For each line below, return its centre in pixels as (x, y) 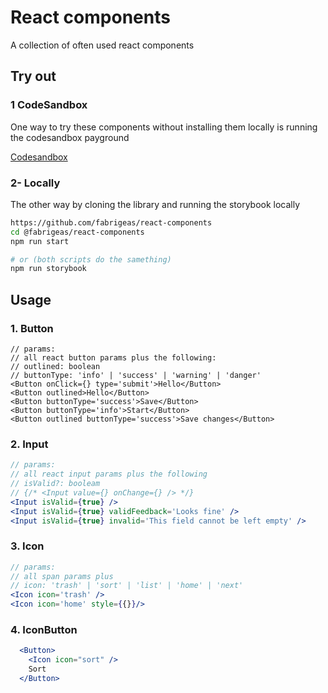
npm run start (40, 241)
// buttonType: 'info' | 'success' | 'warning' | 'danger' (136, 375)
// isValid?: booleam (55, 484)
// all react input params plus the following (109, 474)
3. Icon (27, 546)
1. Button (32, 328)
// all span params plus (62, 576)
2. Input (29, 444)
